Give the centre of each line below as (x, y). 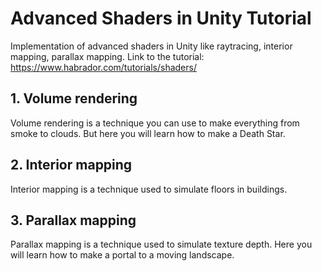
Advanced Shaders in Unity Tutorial (161, 18)
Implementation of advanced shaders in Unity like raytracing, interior (151, 46)
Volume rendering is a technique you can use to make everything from (155, 123)
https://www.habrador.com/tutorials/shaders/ (103, 67)
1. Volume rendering (74, 98)
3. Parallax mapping (73, 220)
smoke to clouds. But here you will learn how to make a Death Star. (148, 133)
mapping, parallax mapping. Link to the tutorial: (107, 56)
